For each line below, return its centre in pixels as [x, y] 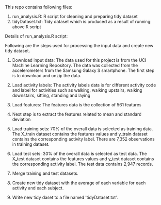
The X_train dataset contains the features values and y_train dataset [80, 134]
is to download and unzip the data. [47, 76]
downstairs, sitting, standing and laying [51, 95]
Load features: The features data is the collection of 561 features [77, 105]
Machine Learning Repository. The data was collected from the [75, 65]
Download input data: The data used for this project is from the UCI [79, 60]
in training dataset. [31, 144]
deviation [21, 119]
